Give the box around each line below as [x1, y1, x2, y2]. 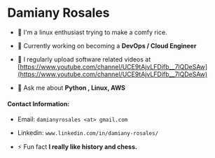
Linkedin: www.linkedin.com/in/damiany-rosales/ [17, 129, 159, 137]
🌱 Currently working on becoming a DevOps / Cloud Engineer [17, 41, 197, 50]
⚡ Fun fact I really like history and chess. [17, 143, 138, 151]
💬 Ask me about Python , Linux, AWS [17, 83, 126, 92]
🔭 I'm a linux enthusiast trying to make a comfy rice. [17, 28, 167, 36]
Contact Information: [7, 99, 70, 108]
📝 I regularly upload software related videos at [17, 55, 151, 64]
